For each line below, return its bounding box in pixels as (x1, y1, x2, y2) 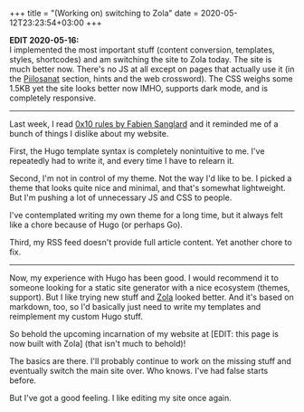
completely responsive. (9, 92, 97, 103)
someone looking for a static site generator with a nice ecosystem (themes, (9, 283, 290, 292)
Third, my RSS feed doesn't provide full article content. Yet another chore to (9, 237, 292, 247)
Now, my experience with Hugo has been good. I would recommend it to (9, 273, 279, 283)
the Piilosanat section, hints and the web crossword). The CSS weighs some (9, 73, 293, 84)
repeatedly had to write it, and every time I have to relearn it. (9, 156, 235, 166)
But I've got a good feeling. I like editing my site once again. (9, 393, 233, 403)
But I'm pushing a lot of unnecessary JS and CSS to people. (9, 192, 233, 203)
